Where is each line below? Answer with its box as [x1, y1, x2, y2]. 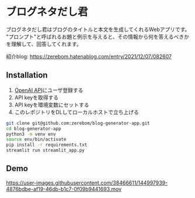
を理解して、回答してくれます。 [6, 40, 79, 47]
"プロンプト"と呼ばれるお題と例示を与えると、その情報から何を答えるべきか [6, 33, 190, 40]
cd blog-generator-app [6, 125, 61, 132]
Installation [6, 70, 48, 80]
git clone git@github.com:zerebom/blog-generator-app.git [6, 120, 150, 126]
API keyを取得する [14, 94, 59, 101]
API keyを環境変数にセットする [14, 101, 89, 108]
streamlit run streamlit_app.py [6, 148, 85, 153]
